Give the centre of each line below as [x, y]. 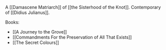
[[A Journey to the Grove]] [39, 32]
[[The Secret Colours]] [35, 42]
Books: [12, 22]
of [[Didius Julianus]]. [27, 12]
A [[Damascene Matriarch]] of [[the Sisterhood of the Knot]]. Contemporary [83, 7]
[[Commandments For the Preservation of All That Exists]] [72, 37]
